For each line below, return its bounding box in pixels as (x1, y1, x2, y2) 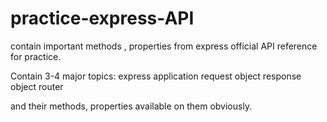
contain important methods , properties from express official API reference (10, 40, 318, 52)
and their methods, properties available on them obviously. (10, 100, 253, 112)
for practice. (10, 50, 62, 62)
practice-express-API (10, 7, 195, 30)
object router (10, 80, 64, 92)
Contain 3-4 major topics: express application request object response (10, 70, 302, 82)
